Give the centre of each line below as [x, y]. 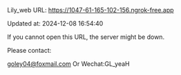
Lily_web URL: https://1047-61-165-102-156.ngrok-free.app [90, 10]
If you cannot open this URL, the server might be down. [86, 37]
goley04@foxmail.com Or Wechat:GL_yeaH [68, 64]
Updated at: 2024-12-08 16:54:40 [55, 23]
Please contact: [29, 50]
